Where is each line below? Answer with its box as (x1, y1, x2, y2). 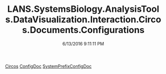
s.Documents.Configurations (22, 25, 145, 36)
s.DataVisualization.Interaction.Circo (5, 14, 162, 25)
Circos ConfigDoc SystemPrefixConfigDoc (5, 63, 92, 69)
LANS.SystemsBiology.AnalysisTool (7, 3, 160, 15)
